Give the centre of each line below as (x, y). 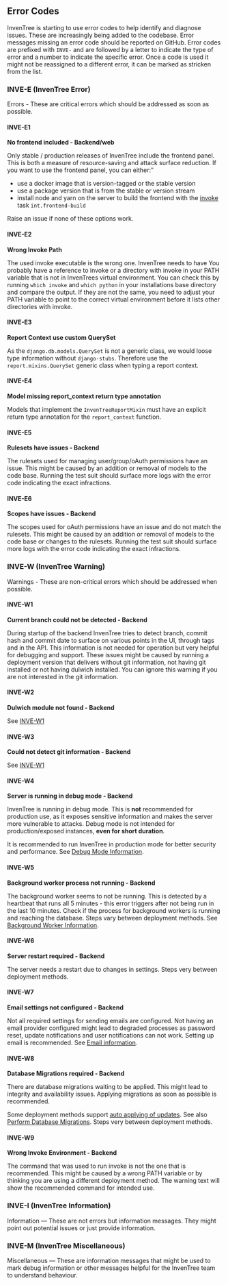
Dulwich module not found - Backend (61, 708)
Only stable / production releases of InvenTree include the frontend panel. (111, 156)
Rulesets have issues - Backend (53, 448)
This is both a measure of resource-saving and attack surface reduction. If (112, 163)
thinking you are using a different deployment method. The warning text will (113, 1181)
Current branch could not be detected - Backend (77, 620)
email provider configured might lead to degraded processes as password (111, 1028)
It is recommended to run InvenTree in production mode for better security (112, 844)
